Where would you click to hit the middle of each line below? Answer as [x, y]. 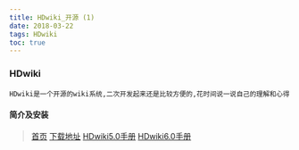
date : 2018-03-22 [42, 26]
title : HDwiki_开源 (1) [52, 17]
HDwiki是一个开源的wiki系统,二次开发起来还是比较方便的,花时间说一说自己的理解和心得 [149, 94]
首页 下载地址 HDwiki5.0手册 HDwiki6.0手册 [111, 136]
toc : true [28, 42]
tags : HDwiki [33, 34]
